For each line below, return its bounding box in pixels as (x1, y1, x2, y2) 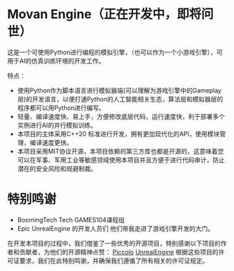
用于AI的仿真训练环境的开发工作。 (7, 56, 105, 65)
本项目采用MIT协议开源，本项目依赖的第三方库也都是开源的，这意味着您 (17, 147, 224, 155)
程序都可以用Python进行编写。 (17, 104, 106, 112)
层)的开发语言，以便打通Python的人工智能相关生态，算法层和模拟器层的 (17, 95, 224, 103)
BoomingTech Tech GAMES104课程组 (17, 215, 125, 224)
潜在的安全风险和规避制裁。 (17, 164, 97, 172)
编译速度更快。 (29, 138, 73, 147)
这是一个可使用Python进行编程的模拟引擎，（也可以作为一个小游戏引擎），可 (7, 48, 223, 56)
